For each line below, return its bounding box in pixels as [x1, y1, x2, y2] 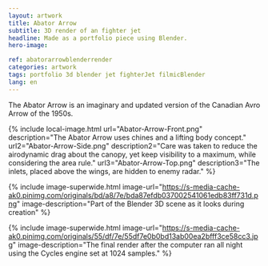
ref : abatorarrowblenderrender [8, 56, 113, 64]
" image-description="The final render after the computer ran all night [12, 240, 243, 249]
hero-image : [8, 42, 48, 50]
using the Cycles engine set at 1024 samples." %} [8, 248, 172, 258]
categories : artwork [8, 63, 78, 72]
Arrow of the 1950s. [8, 109, 74, 118]
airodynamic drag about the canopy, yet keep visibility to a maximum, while [8, 149, 257, 159]
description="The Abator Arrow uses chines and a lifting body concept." [8, 133, 246, 142]
